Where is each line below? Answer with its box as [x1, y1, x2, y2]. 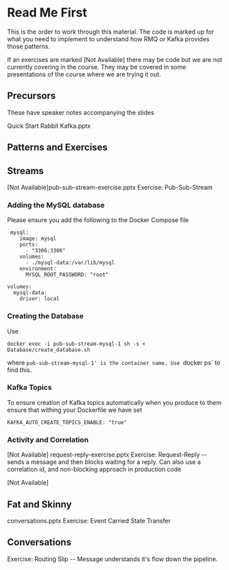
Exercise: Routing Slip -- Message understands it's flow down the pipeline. [7, 555, 218, 563]
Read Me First [7, 5, 88, 21]
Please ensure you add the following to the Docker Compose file [7, 216, 189, 224]
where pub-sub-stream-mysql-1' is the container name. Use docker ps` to [7, 358, 221, 366]
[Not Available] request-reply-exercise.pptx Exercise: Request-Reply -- [7, 450, 208, 459]
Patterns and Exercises [7, 142, 108, 153]
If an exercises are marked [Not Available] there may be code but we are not [7, 55, 223, 63]
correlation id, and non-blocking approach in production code [7, 465, 182, 474]
